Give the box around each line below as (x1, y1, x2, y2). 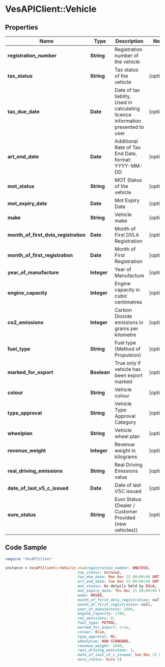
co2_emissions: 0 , (78, 616, 115, 621)
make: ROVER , (78, 593, 105, 597)
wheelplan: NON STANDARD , (78, 638, 131, 644)
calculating (114, 105, 140, 112)
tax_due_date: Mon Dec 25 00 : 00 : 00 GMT (78, 574, 160, 580)
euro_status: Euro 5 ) (78, 657, 122, 662)
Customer (114, 508, 137, 515)
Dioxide (114, 313, 133, 319)
